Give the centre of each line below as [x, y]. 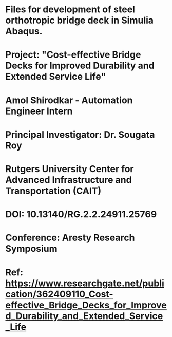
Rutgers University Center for [70, 169]
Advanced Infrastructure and [69, 180]
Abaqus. [24, 31]
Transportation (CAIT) [53, 191]
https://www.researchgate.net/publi [85, 283]
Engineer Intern [39, 111]
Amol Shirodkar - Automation [69, 100]
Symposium [31, 249]
